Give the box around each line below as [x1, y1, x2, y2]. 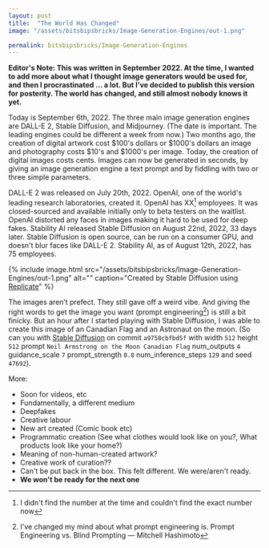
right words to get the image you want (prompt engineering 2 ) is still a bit [8, 306, 247, 317]
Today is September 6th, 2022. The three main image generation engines [8, 113, 251, 123]
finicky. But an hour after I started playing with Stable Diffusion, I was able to [8, 315, 260, 325]
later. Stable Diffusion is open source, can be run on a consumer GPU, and [8, 232, 254, 242]
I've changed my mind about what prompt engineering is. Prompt [19, 522, 235, 531]
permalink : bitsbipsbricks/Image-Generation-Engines [8, 41, 188, 49]
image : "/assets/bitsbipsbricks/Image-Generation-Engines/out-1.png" [8, 26, 246, 35]
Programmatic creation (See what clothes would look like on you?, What [19, 432, 258, 441]
